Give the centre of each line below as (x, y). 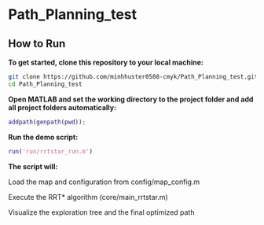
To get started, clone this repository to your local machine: (106, 62)
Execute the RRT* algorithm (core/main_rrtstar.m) (88, 197)
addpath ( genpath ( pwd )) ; (47, 122)
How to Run (37, 44)
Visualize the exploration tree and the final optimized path (101, 212)
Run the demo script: (43, 137)
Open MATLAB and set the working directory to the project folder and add (131, 99)
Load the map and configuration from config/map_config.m (104, 182)
